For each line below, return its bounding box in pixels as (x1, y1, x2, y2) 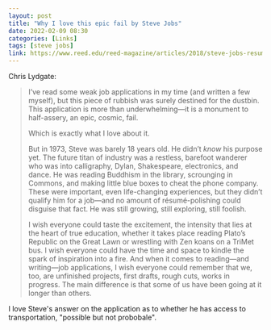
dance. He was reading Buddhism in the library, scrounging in (27, 170, 234, 179)
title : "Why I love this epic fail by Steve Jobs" (8, 19, 182, 27)
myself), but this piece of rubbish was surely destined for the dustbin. (27, 96, 260, 105)
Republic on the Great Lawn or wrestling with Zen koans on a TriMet (27, 237, 254, 246)
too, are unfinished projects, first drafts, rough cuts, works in (27, 271, 230, 281)
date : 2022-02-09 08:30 (8, 27, 89, 35)
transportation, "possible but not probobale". (8, 312, 157, 322)
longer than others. (27, 288, 92, 298)
